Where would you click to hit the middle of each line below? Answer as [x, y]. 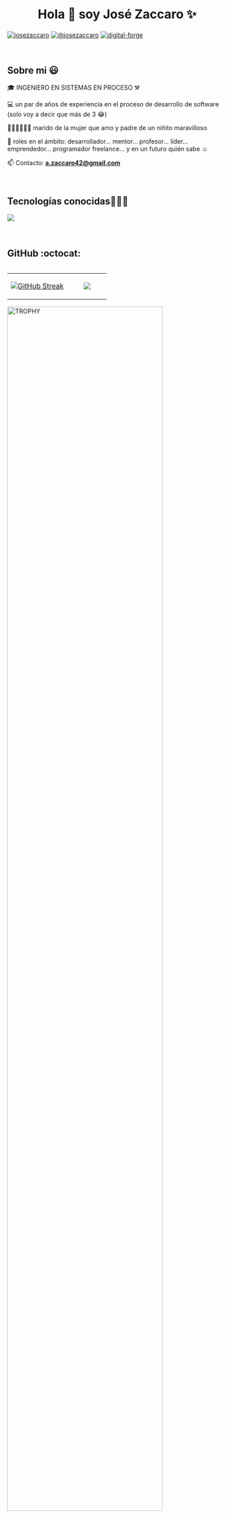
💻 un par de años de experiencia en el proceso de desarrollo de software [113, 104]
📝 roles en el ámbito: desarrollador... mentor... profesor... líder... [98, 141]
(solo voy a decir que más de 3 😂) [57, 114]
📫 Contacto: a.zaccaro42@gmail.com [64, 163]
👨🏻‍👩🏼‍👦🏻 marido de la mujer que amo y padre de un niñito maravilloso [107, 128]
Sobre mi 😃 [33, 70]
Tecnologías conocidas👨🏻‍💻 [68, 201]
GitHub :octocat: [44, 253]
